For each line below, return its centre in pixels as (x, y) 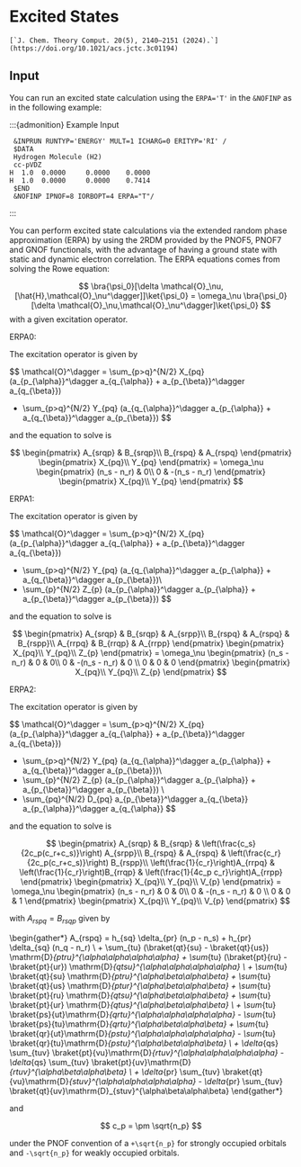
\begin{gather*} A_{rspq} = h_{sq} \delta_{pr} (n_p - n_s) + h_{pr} (130, 938)
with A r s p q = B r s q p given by (60, 919)
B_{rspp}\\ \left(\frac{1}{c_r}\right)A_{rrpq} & (193, 862)
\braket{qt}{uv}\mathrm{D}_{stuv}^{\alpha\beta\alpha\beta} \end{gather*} (146, 1091)
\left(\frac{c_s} (229, 843)
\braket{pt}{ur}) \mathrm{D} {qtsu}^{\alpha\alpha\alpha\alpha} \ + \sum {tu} (148, 966)
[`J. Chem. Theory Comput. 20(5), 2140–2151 (94, 40)
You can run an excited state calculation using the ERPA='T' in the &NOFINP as (150, 97)
